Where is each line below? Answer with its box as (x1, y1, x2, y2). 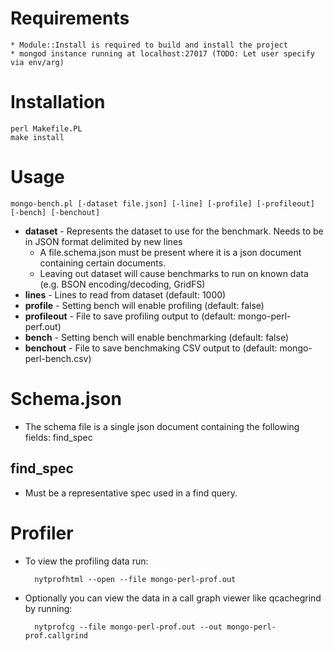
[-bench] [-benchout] (10, 207, 101, 217)
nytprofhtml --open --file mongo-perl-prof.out (34, 574, 237, 584)
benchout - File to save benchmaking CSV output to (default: (24, 342, 278, 354)
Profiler (10, 522, 74, 544)
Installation (10, 91, 106, 114)
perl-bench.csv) (24, 352, 92, 364)
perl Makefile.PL (10, 123, 83, 134)
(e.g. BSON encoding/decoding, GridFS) (39, 278, 206, 290)
